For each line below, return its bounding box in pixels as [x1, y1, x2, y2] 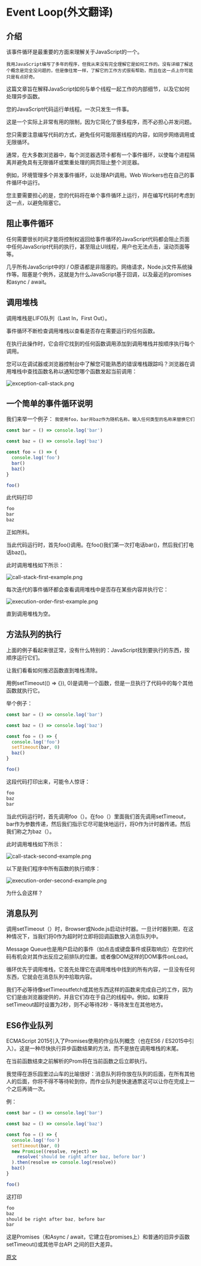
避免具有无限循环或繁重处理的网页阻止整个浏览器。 [16, 159, 142, 165]
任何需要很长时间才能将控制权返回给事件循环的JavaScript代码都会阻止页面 [6, 235, 190, 243]
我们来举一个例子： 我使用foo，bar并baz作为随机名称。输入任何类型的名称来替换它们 [6, 415, 195, 423]
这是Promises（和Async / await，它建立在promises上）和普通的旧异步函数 [6, 1233, 190, 1241]
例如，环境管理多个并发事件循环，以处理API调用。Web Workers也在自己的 [6, 171, 190, 179]
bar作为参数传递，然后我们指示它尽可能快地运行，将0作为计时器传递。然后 [6, 820, 191, 827]
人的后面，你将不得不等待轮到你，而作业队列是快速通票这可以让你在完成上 [6, 1078, 190, 1085]
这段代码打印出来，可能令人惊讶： [6, 777, 90, 785]
